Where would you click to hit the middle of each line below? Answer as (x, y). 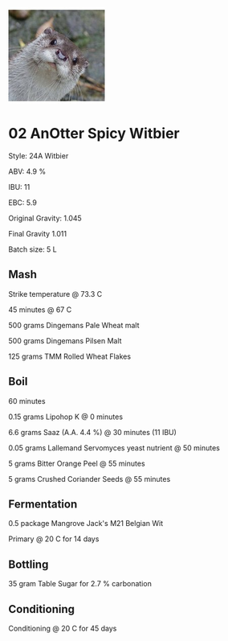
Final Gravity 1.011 (37, 233)
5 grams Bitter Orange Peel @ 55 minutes (77, 463)
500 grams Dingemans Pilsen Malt (65, 340)
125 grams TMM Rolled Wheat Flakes (69, 356)
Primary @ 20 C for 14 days (54, 539)
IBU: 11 (19, 187)
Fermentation (43, 504)
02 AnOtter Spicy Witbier (94, 134)
